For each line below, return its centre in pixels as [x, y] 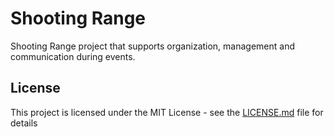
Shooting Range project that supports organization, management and [153, 46]
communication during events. [73, 56]
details [24, 123]
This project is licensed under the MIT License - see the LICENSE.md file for [167, 112]
